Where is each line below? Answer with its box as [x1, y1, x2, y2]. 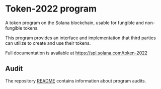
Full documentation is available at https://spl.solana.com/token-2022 [5, 50, 147, 56]
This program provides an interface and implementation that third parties [5, 35, 156, 41]
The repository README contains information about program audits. [5, 77, 146, 83]
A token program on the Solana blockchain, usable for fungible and [5, 20, 144, 26]
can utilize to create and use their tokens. [5, 40, 91, 46]
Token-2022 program [5, 3, 97, 15]
